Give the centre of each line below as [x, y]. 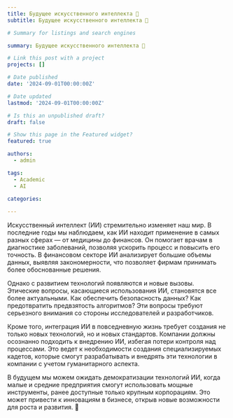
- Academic [29, 179]
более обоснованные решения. [54, 270]
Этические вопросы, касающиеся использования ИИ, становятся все [112, 291]
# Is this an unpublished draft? [56, 116]
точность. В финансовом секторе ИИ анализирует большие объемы [110, 255]
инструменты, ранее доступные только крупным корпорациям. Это [109, 392]
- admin [25, 160]
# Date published [33, 78]
